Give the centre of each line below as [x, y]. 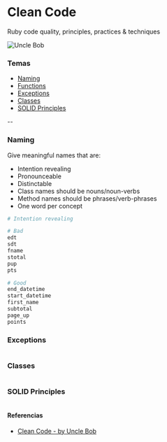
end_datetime [26, 290]
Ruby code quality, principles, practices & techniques [84, 31]
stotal [17, 257]
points [17, 322]
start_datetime [29, 296]
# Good [17, 283]
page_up [19, 315]
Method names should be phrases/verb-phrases [87, 198]
